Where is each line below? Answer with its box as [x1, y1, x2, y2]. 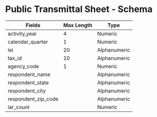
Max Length [63, 22, 93, 29]
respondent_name [8, 71, 51, 78]
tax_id [8, 54, 22, 61]
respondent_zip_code [8, 95, 59, 102]
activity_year [8, 30, 37, 37]
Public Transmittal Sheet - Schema [5, 4, 153, 15]
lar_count [8, 103, 30, 110]
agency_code [8, 63, 39, 70]
